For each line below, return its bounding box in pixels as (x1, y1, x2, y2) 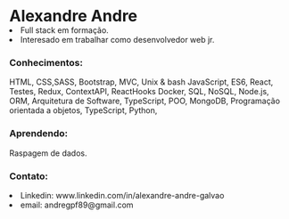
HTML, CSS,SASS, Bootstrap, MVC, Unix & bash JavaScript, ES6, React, (9, 77, 274, 87)
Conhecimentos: (9, 56, 83, 69)
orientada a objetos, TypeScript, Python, (9, 105, 158, 116)
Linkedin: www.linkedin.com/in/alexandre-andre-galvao (21, 190, 225, 200)
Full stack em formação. (21, 25, 109, 36)
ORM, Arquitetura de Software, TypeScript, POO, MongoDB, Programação (9, 95, 281, 107)
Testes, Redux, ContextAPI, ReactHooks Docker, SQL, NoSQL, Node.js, (9, 86, 269, 97)
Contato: (9, 170, 49, 182)
